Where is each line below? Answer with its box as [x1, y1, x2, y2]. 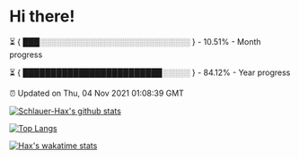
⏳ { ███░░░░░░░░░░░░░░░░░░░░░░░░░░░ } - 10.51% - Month [9, 36, 262, 46]
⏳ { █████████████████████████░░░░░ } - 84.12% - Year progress [9, 67, 291, 78]
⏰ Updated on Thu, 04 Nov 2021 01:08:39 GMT [9, 88, 184, 98]
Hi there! [9, 6, 75, 27]
